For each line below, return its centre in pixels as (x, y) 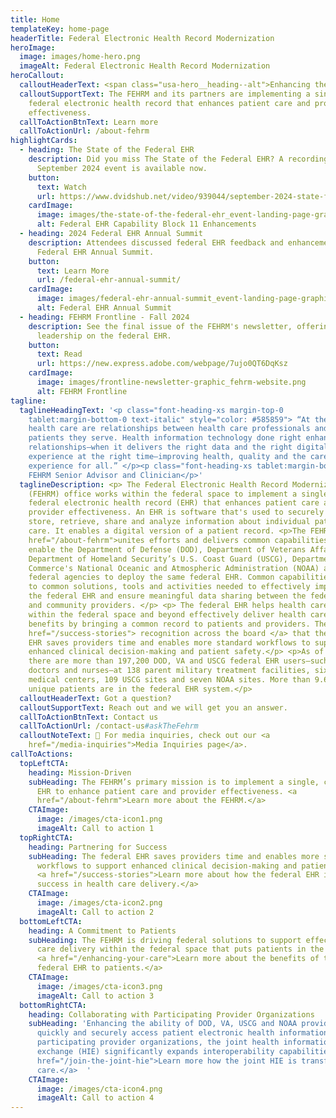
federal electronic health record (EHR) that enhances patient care (174, 503)
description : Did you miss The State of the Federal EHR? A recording (178, 159)
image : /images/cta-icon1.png (99, 819)
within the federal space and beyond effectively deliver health (167, 614)
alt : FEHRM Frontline (82, 391)
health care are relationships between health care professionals (169, 429)
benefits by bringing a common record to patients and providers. (169, 624)
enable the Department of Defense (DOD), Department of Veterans (167, 549)
